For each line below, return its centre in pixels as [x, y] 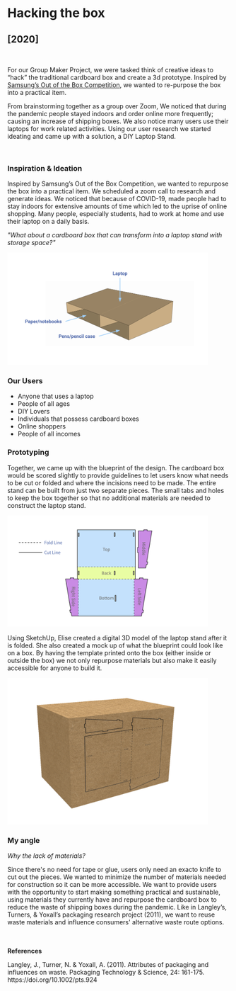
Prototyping [28, 453]
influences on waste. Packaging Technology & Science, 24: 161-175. [106, 973]
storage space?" [31, 243]
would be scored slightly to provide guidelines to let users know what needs [118, 475]
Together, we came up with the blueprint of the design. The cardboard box [116, 468]
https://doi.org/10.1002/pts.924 [52, 980]
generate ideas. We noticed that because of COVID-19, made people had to [117, 199]
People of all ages [44, 404]
